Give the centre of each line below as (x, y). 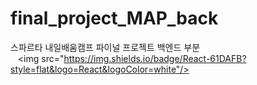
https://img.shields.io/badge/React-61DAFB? (155, 58)
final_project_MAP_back (114, 18)
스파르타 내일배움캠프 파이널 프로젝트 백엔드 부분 (105, 47)
